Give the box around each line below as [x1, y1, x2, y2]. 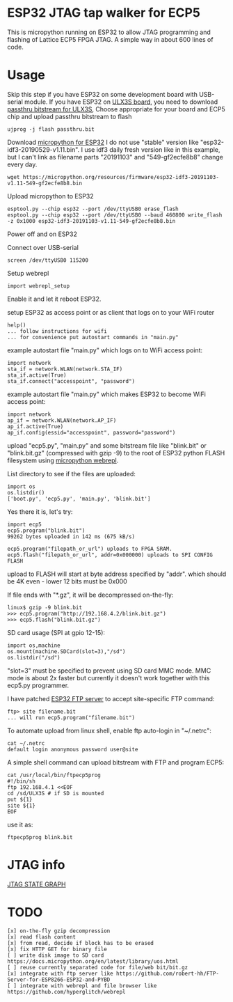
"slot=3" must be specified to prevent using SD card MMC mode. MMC [7, 666, 211, 675]
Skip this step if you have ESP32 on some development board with [7, 90, 198, 98]
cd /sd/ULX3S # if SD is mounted [7, 790, 104, 797]
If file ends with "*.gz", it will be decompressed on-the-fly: [7, 590, 174, 599]
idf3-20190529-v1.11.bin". [7, 145, 80, 154]
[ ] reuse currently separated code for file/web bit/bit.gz [7, 964, 188, 971]
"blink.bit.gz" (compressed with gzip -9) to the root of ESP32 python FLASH [7, 448, 225, 457]
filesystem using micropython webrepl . [7, 456, 119, 464]
